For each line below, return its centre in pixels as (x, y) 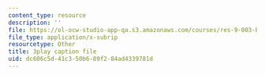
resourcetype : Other (42, 45)
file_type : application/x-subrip (63, 37)
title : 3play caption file (52, 52)
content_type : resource (47, 15)
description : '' (35, 23)
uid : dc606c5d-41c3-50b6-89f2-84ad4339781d (81, 59)
